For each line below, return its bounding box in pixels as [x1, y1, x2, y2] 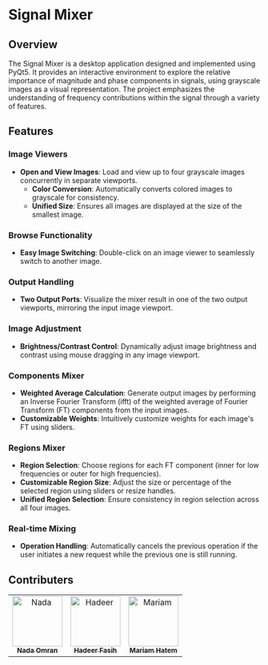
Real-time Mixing [8, 523, 77, 534]
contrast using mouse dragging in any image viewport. [19, 350, 200, 359]
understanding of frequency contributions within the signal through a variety [8, 93, 260, 102]
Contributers [8, 573, 74, 586]
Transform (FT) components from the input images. [19, 405, 190, 415]
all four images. [19, 503, 71, 513]
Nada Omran [17, 646, 58, 655]
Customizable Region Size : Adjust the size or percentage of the [19, 477, 232, 487]
